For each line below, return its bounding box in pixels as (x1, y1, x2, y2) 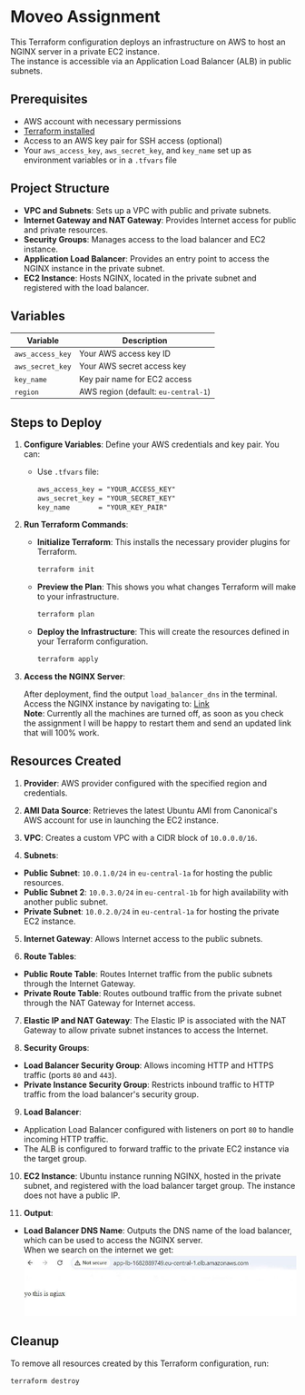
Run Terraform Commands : (23, 519, 129, 530)
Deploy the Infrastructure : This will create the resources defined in (36, 626, 290, 637)
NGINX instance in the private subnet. (23, 262, 165, 273)
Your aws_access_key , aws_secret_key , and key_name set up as (23, 144, 252, 155)
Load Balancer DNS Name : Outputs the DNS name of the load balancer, (23, 1224, 293, 1236)
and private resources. (23, 224, 108, 235)
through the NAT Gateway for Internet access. (23, 997, 196, 1008)
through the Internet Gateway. (23, 978, 136, 989)
